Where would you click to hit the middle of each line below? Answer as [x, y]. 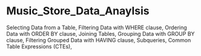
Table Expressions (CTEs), [39, 46]
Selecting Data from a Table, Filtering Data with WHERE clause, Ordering [97, 27]
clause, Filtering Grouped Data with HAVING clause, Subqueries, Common [99, 40]
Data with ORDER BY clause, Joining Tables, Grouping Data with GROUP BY [100, 33]
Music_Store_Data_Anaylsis [78, 11]
